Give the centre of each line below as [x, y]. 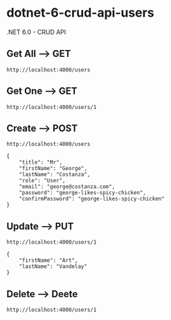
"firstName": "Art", [48, 261]
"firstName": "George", [53, 169]
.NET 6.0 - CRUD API [36, 32]
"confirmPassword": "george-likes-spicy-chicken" [92, 199]
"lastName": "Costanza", [55, 175]
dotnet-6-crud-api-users [80, 13]
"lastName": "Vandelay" [53, 267]
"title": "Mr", [41, 162]
